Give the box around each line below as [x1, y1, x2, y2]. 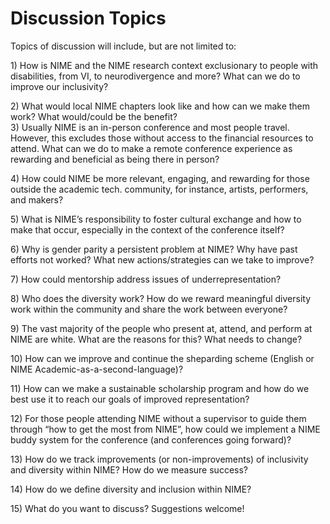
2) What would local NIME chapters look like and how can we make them [10, 100, 311, 112]
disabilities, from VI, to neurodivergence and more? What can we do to [10, 70, 301, 82]
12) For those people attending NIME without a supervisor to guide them [10, 412, 307, 424]
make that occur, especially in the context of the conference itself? [10, 223, 285, 236]
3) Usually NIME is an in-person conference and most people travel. [10, 121, 290, 133]
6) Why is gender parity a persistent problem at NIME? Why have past [10, 243, 298, 255]
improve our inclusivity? [10, 80, 109, 92]
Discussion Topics [10, 7, 167, 30]
